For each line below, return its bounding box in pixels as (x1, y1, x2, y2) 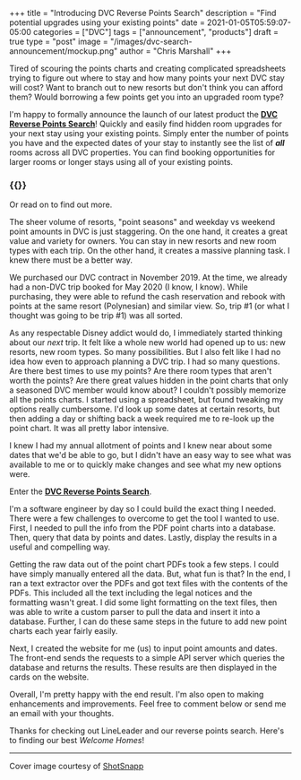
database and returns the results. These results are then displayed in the (9, 663, 278, 673)
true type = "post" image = (9, 36, 109, 47)
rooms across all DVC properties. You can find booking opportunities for (9, 147, 276, 158)
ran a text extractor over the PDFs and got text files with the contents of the (9, 578, 288, 589)
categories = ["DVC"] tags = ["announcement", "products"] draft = (32, 27, 279, 37)
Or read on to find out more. (9, 199, 113, 210)
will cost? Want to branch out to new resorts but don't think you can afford (9, 82, 284, 92)
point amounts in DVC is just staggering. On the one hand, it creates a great (9, 226, 288, 237)
